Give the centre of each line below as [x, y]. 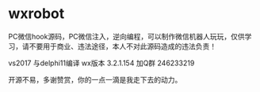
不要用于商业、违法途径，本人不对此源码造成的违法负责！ [122, 46]
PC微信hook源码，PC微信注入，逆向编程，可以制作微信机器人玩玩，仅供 [127, 36]
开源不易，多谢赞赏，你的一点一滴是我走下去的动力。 [95, 79]
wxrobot [36, 14]
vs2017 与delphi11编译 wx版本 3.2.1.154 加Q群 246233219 [101, 63]
